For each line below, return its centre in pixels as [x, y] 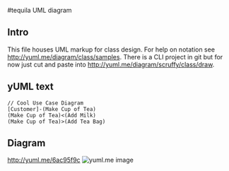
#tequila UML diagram [40, 10]
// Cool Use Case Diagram [45, 103]
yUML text [31, 87]
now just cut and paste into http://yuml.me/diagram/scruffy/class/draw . [111, 64]
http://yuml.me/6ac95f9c [44, 160]
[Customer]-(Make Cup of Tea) [52, 109]
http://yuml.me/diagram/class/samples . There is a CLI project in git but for [115, 57]
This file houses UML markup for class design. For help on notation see [111, 49]
